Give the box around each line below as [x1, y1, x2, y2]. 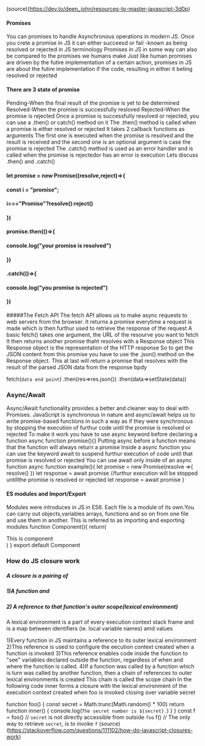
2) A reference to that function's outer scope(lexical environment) [6, 603, 179, 610]
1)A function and [6, 587, 50, 595]
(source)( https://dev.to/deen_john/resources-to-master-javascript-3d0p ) [6, 6, 191, 12]
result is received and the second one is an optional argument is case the [6, 138, 191, 146]
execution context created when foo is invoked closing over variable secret [6, 688, 196, 696]
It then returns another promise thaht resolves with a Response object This [6, 337, 195, 345]
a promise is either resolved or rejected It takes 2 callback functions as [6, 125, 185, 133]
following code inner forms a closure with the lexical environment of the [6, 682, 187, 690]
